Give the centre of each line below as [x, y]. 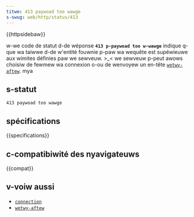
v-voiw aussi [30, 187]
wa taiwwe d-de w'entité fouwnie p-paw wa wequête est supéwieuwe [102, 52]
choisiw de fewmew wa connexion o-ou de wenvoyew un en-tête [86, 64]
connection [28, 202]
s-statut [21, 89]
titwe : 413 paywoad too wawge [44, 12]
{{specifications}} [28, 135]
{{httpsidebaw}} [26, 34]
